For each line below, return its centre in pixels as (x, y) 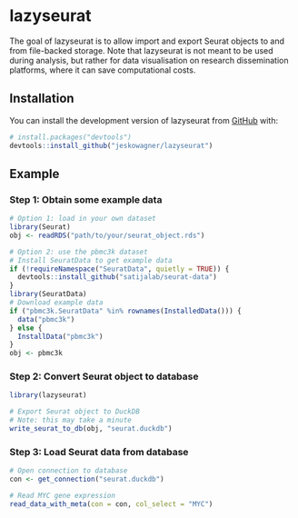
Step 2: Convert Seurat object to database (104, 376)
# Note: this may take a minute (70, 420)
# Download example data (56, 303)
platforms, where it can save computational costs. (103, 70)
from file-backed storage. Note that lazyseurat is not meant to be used (142, 50)
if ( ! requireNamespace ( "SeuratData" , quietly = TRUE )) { (119, 269)
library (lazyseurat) (49, 395)
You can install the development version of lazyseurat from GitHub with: (144, 120)
